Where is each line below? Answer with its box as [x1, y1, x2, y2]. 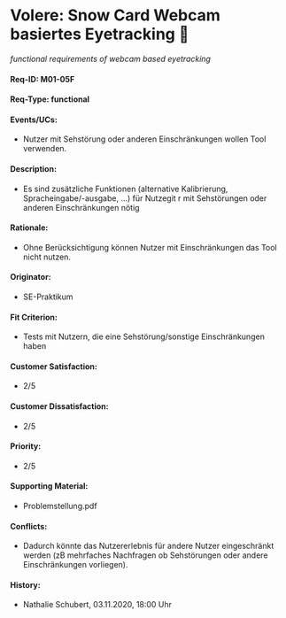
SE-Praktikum [22, 291, 73, 302]
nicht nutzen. [22, 251, 72, 262]
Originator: [10, 272, 51, 282]
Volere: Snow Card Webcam [10, 5, 220, 26]
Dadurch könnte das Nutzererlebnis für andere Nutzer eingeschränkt [22, 541, 274, 552]
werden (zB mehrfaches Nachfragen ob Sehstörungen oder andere [22, 550, 268, 560]
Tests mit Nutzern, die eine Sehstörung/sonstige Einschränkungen [22, 331, 265, 342]
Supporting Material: [10, 481, 89, 491]
